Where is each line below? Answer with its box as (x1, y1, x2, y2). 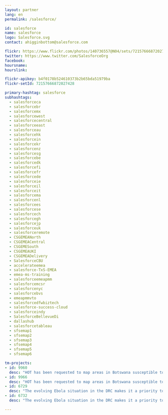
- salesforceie (9, 179, 41, 184)
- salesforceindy (9, 310, 46, 315)
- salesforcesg (9, 151, 41, 156)
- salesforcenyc (9, 286, 43, 291)
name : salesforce (5, 31, 41, 36)
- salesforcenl (9, 198, 41, 203)
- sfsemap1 (9, 328, 32, 333)
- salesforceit (9, 188, 41, 193)
